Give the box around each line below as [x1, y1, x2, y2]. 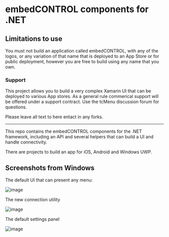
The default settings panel [5, 216, 60, 222]
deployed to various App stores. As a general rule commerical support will [5, 93, 159, 100]
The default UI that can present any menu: [5, 177, 93, 183]
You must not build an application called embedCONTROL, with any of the [5, 48, 158, 54]
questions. [5, 104, 27, 110]
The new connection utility [5, 197, 60, 203]
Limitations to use [5, 34, 63, 43]
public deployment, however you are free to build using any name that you [5, 59, 159, 64]
